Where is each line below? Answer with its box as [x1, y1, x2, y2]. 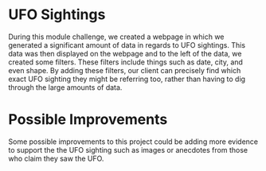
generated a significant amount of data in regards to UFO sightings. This [8, 40, 245, 49]
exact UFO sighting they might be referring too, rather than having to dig [8, 74, 245, 84]
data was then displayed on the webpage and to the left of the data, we [8, 49, 242, 58]
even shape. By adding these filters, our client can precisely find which [8, 65, 241, 75]
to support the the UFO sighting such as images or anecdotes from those [8, 145, 248, 154]
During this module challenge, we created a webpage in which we [8, 32, 225, 41]
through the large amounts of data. [8, 82, 123, 92]
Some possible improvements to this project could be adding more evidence [8, 137, 259, 146]
